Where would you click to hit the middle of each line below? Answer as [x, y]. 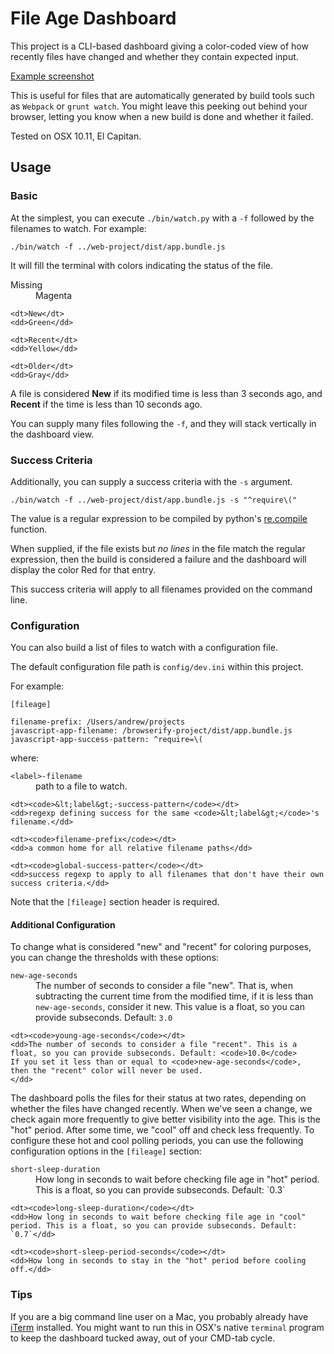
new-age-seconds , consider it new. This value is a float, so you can [170, 1007]
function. [29, 529]
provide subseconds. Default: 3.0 [104, 1018]
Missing [26, 284]
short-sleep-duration [55, 1170]
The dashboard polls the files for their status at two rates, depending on [158, 1098]
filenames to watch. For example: [78, 228]
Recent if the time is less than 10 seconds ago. [106, 404]
